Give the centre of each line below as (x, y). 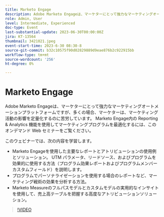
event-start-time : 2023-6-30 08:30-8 (43, 46)
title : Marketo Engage (28, 9)
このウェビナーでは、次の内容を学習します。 (50, 141)
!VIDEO (24, 210)
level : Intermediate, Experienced (40, 23)
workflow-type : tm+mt (27, 55)
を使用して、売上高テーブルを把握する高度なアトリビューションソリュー (84, 194)
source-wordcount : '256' (30, 59)
